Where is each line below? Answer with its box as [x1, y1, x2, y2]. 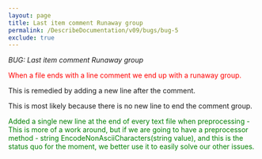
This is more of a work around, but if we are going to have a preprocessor [8, 125, 249, 134]
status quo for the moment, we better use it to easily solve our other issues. [8, 142, 255, 151]
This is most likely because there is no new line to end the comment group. [8, 101, 253, 111]
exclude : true [8, 33, 55, 42]
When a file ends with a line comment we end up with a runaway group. [8, 70, 242, 80]
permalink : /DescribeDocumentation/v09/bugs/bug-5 [8, 26, 179, 34]
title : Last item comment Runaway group [8, 19, 144, 27]
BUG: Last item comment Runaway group [8, 55, 144, 65]
